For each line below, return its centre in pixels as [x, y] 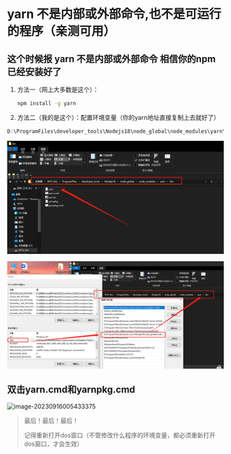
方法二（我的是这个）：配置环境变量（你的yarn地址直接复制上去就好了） [118, 117]
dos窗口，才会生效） [54, 444]
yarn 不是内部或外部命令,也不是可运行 [114, 14]
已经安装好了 [34, 72]
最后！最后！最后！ [51, 421]
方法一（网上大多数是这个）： [58, 89]
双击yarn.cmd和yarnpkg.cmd [71, 390]
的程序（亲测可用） [62, 31]
